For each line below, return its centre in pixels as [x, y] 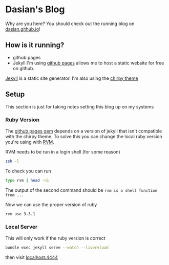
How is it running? [35, 45]
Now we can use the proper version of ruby [51, 204]
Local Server [22, 227]
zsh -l [12, 161]
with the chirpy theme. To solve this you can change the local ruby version [84, 136]
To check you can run [28, 171]
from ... [15, 195]
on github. [24, 68]
